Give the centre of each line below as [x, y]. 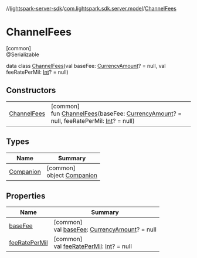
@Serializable [23, 54]
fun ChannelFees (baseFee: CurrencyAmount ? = [116, 113]
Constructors [31, 90]
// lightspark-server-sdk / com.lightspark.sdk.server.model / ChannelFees [91, 8]
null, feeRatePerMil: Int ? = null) [93, 121]
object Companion [72, 175]
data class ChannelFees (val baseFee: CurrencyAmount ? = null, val [86, 66]
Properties [26, 196]
